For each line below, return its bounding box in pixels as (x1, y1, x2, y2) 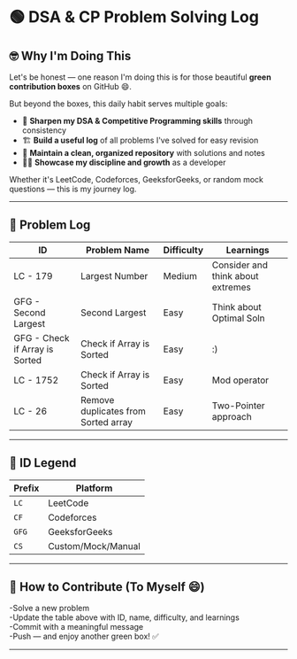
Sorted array (80, 415, 133, 428)
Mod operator (211, 374, 270, 386)
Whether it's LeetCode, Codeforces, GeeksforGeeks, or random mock (9, 174, 263, 184)
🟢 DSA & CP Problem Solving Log (9, 7, 259, 27)
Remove (80, 393, 115, 406)
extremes (211, 281, 252, 293)
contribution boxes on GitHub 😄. (9, 81, 133, 91)
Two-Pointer (211, 399, 265, 412)
